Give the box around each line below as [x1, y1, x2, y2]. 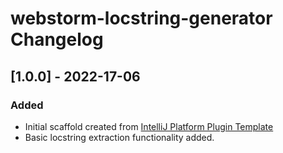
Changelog [10, 28, 104, 51]
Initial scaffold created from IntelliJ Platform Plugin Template [24, 120, 274, 132]
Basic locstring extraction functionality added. [24, 131, 215, 143]
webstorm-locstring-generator [10, 7, 273, 30]
